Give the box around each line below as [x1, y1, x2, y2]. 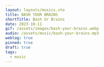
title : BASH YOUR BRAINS [5, 12, 58, 17]
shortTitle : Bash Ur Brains [5, 17, 65, 22]
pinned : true [5, 40, 33, 45]
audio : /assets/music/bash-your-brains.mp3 [5, 31, 99, 36]
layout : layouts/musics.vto [5, 7, 65, 13]
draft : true [5, 45, 31, 50]
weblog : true [5, 36, 33, 41]
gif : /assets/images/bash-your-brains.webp [5, 26, 99, 31]
